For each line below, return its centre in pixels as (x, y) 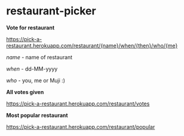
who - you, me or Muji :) (36, 80)
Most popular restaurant (37, 115)
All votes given (25, 92)
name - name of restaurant (39, 57)
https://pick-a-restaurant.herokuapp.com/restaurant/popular (81, 126)
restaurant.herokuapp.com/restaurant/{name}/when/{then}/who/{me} (92, 46)
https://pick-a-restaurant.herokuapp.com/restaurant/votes (78, 104)
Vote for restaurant (30, 28)
